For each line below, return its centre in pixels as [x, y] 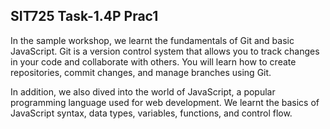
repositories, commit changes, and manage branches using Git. [141, 72]
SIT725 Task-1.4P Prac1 [84, 16]
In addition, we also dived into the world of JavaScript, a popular [143, 91]
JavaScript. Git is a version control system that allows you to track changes [165, 51]
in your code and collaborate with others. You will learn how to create [153, 61]
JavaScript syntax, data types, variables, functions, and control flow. [151, 113]
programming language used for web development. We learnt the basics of [165, 102]
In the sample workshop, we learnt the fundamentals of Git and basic [152, 40]
